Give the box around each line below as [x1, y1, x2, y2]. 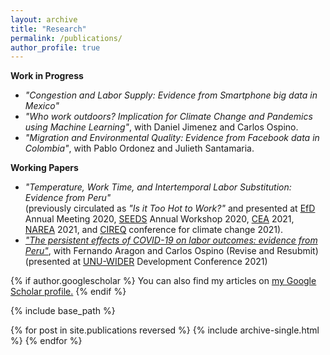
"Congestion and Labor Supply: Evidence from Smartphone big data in [24, 89, 318, 101]
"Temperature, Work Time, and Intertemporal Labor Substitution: [24, 181, 292, 193]
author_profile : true [10, 42, 101, 53]
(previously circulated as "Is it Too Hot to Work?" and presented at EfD [24, 202, 316, 215]
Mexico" [24, 100, 60, 112]
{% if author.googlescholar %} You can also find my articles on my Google [10, 275, 317, 287]
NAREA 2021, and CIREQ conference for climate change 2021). [24, 224, 284, 236]
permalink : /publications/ [10, 33, 123, 43]
